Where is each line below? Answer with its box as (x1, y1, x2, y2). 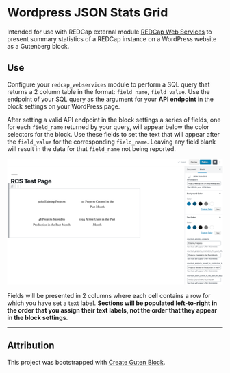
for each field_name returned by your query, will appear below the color (7, 122, 210, 131)
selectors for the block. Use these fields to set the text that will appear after (7, 130, 220, 138)
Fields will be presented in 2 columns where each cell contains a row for (7, 292, 211, 300)
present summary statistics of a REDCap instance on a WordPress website (7, 34, 217, 43)
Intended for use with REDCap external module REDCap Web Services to (7, 27, 212, 36)
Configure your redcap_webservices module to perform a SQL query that (7, 80, 210, 89)
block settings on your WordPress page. (7, 102, 120, 111)
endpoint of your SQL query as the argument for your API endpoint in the (7, 95, 214, 103)
